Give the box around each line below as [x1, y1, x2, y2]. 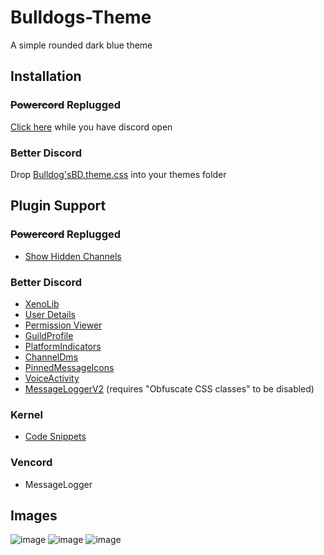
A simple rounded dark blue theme [10, 39, 153, 51]
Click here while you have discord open [10, 121, 173, 133]
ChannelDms [24, 351, 79, 363]
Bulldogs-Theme [10, 6, 152, 29]
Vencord [10, 456, 53, 470]
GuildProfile [24, 329, 74, 341]
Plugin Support [10, 197, 107, 215]
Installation [10, 68, 82, 85]
